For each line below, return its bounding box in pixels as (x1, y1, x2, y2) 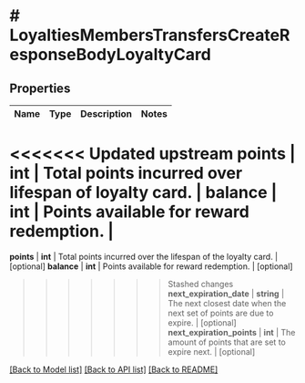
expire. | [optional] (168, 316, 237, 328)
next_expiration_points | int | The (168, 326, 296, 337)
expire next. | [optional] (168, 346, 256, 357)
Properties (9, 80, 71, 96)
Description (80, 108, 132, 119)
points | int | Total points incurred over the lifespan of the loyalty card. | (9, 251, 279, 262)
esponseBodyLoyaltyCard (9, 45, 211, 65)
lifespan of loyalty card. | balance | (9, 182, 278, 203)
